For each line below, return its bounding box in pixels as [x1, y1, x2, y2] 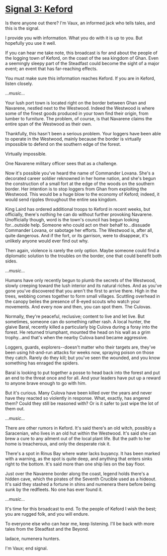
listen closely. [5, 81, 33, 87]
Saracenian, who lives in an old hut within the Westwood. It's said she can [5, 430, 157, 436]
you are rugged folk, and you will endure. [5, 511, 89, 517]
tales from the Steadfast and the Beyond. [5, 526, 89, 532]
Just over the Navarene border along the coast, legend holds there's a [5, 470, 149, 476]
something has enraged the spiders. [5, 360, 80, 366]
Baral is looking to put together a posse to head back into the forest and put [5, 370, 160, 375]
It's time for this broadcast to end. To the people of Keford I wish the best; [5, 506, 157, 512]
